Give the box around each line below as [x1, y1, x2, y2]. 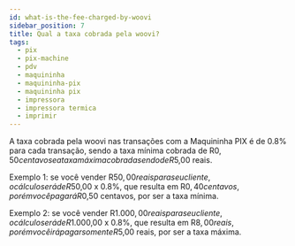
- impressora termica [17, 104, 97, 112]
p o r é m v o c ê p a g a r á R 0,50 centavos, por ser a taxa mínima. [9, 191, 219, 202]
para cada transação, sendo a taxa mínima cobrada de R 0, [9, 145, 223, 156]
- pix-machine [17, 54, 69, 63]
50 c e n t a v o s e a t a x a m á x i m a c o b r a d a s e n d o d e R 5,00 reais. [9, 155, 213, 165]
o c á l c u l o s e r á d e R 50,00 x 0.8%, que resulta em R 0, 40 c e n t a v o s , [9, 181, 240, 192]
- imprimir [17, 111, 57, 120]
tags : [9, 37, 29, 47]
